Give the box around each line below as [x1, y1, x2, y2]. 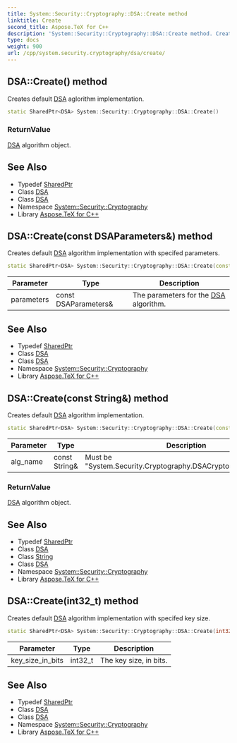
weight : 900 [7, 43, 42, 50]
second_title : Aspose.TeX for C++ [7, 23, 109, 30]
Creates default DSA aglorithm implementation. [7, 94, 145, 103]
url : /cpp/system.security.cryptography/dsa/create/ [7, 50, 166, 57]
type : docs [7, 37, 39, 44]
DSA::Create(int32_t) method [7, 595, 139, 607]
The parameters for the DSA [132, 290, 226, 300]
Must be [85, 452, 113, 462]
